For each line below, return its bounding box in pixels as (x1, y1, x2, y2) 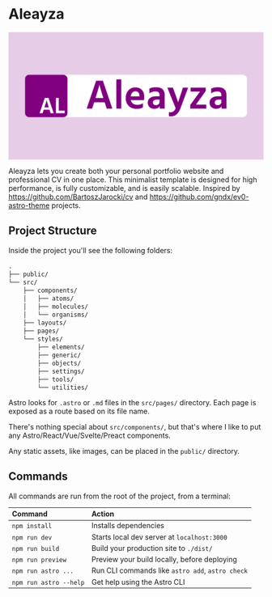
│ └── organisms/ (23, 311, 89, 319)
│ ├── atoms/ (23, 294, 74, 303)
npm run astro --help (11, 578, 85, 586)
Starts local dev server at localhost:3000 (91, 531, 228, 542)
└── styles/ (23, 335, 63, 343)
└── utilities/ (37, 383, 89, 392)
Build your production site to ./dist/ (91, 543, 213, 553)
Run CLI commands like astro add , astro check (91, 565, 249, 575)
